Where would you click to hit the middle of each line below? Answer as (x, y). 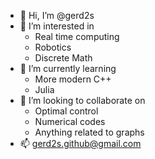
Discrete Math (63, 58)
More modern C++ (73, 79)
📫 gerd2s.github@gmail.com (80, 143)
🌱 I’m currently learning (68, 68)
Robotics (53, 47)
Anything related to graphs (89, 132)
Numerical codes (70, 121)
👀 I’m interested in (57, 26)
